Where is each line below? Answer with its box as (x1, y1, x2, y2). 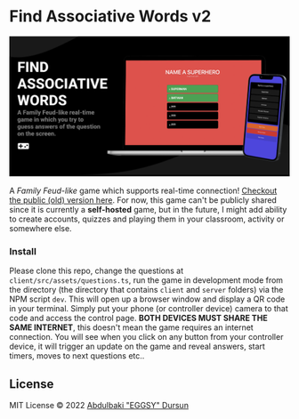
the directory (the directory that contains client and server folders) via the (9, 285, 284, 295)
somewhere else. (9, 223, 73, 234)
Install (9, 246, 37, 258)
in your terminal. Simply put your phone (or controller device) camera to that (9, 303, 288, 314)
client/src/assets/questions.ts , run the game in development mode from (9, 275, 283, 286)
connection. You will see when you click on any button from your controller (9, 332, 284, 342)
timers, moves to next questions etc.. (9, 351, 145, 361)
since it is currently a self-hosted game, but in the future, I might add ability (9, 205, 287, 215)
